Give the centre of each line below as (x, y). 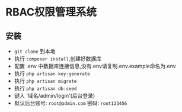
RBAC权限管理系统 (51, 12)
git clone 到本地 (35, 51)
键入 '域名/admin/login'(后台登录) (55, 96)
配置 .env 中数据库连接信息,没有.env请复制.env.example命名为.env (95, 66)
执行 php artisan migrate (45, 81)
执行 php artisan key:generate (52, 73)
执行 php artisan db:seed (45, 88)
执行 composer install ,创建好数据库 (58, 59)
